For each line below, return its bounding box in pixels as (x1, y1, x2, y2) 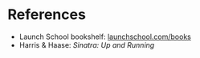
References (7, 6, 86, 24)
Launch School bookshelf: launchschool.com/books (18, 32, 192, 41)
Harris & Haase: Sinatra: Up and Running (18, 40, 155, 49)
